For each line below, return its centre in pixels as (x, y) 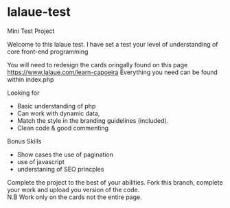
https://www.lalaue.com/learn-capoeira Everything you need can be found (113, 72)
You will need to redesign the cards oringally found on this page (97, 65)
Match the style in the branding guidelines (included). (93, 120)
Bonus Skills (24, 141)
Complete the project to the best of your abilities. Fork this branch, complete (115, 182)
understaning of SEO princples (60, 169)
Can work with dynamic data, (58, 113)
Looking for (23, 93)
